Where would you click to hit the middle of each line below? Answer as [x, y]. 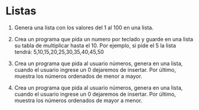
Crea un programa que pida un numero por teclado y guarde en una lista [104, 39]
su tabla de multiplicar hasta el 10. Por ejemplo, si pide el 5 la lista [95, 45]
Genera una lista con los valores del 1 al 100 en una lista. [84, 27]
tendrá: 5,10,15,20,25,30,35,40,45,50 [59, 51]
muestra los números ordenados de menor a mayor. [78, 76]
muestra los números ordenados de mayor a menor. [78, 100]
